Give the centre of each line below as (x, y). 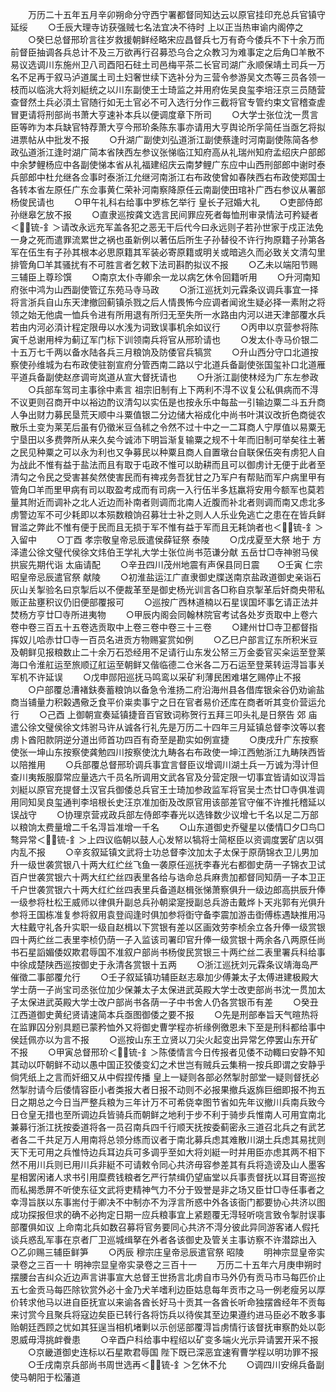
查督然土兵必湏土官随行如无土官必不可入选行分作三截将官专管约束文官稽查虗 (168, 102)
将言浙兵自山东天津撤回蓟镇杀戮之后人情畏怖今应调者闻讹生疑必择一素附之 (163, 302)
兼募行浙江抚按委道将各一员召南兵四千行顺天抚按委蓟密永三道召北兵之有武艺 (168, 1127)
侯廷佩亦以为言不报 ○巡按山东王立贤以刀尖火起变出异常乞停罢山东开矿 (164, 1039)
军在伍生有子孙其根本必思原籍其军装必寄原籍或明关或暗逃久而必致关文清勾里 (168, 252)
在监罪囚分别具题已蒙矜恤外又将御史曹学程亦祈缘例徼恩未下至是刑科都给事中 (168, 1027)
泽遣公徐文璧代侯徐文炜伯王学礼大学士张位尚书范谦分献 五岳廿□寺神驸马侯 (164, 552)
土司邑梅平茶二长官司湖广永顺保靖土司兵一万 (233, 64)
